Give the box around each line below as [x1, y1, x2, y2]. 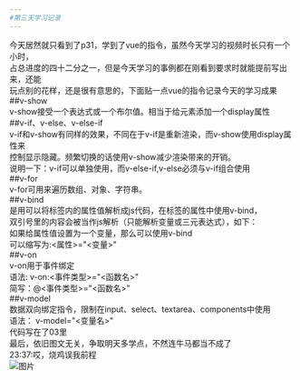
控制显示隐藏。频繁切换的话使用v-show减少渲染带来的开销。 [9, 151, 237, 162]
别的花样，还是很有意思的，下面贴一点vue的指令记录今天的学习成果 [24, 85, 278, 95]
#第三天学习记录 [9, 13, 62, 23]
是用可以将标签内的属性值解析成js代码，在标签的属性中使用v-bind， [9, 205, 263, 215]
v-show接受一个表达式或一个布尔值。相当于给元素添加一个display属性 [9, 105, 270, 116]
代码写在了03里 [9, 326, 68, 337]
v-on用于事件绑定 [9, 260, 75, 271]
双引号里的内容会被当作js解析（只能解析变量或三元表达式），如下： [9, 215, 258, 227]
